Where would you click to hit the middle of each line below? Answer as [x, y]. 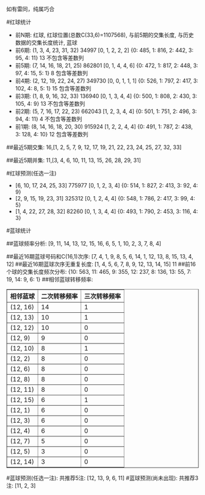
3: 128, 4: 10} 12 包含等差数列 [52, 134]
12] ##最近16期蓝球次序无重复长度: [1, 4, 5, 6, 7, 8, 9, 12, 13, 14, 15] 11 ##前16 [101, 264]
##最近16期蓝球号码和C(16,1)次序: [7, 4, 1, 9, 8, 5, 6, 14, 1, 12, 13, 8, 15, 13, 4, [100, 256]
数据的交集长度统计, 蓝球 [46, 42]
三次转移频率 [103, 296]
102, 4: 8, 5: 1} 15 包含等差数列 [53, 88]
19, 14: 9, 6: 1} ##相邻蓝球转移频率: [50, 279]
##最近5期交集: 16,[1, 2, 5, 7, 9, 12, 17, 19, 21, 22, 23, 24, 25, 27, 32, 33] [94, 147]
